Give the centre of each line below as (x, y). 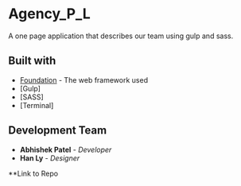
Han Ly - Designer (50, 158)
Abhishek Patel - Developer (66, 149)
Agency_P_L (50, 14)
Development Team (58, 131)
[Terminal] (37, 105)
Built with (32, 61)
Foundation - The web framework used (84, 79)
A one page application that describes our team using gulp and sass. (121, 36)
